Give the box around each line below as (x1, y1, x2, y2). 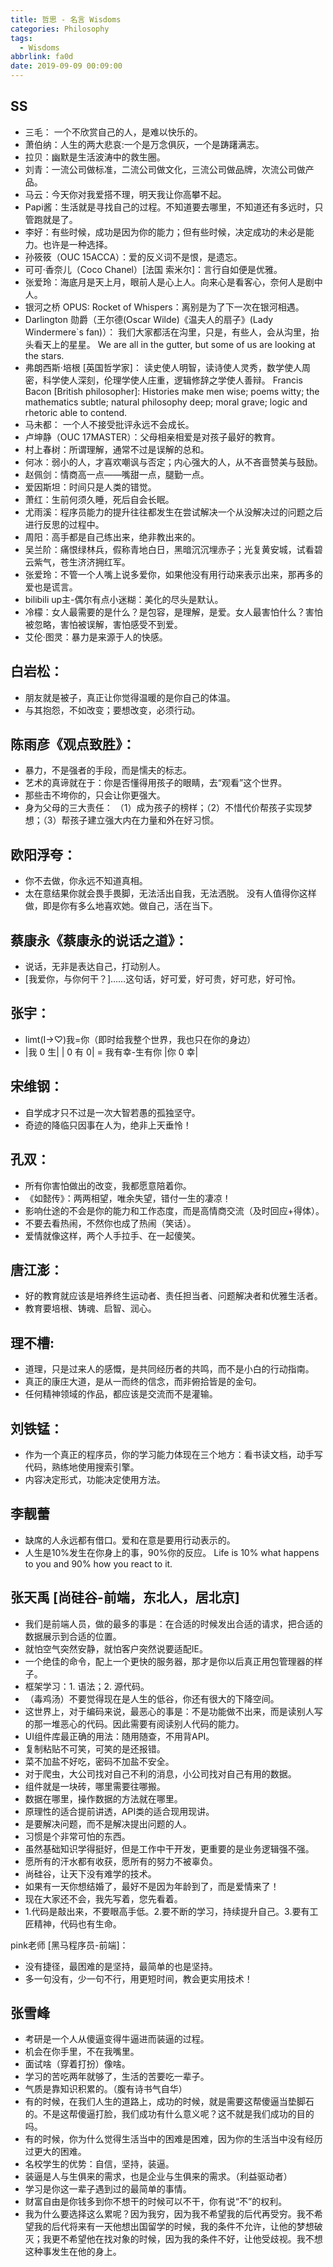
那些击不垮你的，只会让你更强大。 (24, 789, 166, 801)
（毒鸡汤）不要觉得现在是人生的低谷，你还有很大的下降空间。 (24, 1692, 280, 1705)
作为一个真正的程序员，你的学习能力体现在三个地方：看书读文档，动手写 (24, 1448, 323, 1460)
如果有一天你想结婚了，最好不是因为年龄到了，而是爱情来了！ (24, 1880, 280, 1892)
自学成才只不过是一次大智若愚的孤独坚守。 (24, 1106, 201, 1118)
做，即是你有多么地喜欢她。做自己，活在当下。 (24, 900, 218, 912)
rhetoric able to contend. (24, 406, 128, 418)
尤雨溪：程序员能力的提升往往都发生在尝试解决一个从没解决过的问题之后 (24, 506, 323, 518)
